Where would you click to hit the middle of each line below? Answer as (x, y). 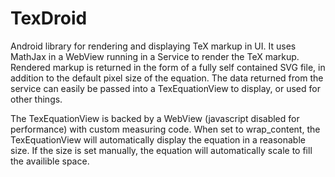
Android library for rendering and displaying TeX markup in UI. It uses (153, 46)
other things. (36, 99)
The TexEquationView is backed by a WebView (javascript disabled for (155, 118)
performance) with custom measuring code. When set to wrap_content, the (165, 129)
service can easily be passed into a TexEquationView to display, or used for (165, 88)
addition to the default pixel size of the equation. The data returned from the (167, 78)
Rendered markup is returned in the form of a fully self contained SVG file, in (168, 67)
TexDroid (49, 18)
